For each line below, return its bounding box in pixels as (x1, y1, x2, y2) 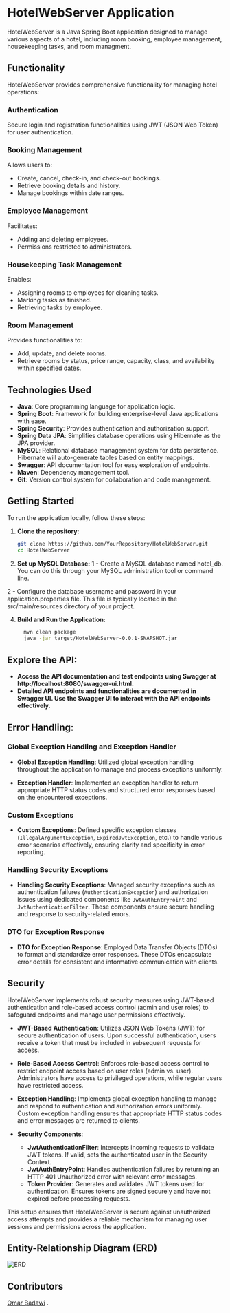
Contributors (7, 1280, 64, 1292)
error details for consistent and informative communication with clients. (16, 958, 219, 966)
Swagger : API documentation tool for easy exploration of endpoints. (16, 461, 211, 469)
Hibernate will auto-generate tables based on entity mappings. (16, 453, 194, 462)
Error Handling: (7, 721, 74, 733)
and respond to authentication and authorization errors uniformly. (16, 1102, 203, 1110)
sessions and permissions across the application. (7, 1222, 146, 1230)
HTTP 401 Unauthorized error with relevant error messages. (27, 1172, 197, 1181)
